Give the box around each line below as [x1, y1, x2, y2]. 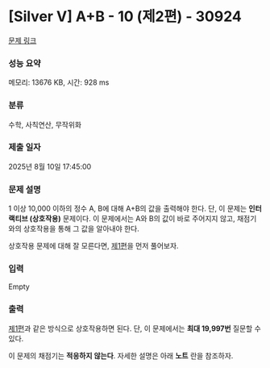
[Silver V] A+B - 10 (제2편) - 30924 [8, 7, 242, 26]
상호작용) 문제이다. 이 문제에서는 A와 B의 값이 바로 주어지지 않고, [31, 214, 235, 224]
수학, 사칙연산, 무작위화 [8, 119, 82, 129]
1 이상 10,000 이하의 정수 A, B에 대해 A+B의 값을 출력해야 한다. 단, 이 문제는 [8, 203, 247, 214]
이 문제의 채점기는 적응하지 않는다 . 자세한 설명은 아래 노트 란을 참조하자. [8, 350, 234, 360]
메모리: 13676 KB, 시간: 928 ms [8, 77, 110, 87]
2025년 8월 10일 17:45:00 [8, 161, 92, 171]
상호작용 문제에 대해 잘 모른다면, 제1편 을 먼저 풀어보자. [8, 241, 179, 251]
